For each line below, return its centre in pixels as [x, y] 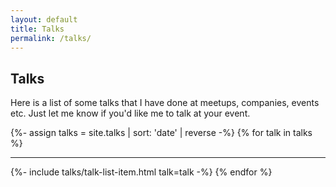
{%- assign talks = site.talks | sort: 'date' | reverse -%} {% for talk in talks [161, 133]
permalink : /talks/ [51, 38]
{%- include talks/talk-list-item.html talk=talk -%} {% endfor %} [141, 172]
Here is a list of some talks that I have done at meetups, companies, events [165, 103]
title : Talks [37, 29]
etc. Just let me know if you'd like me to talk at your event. [130, 113]
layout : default [44, 19]
